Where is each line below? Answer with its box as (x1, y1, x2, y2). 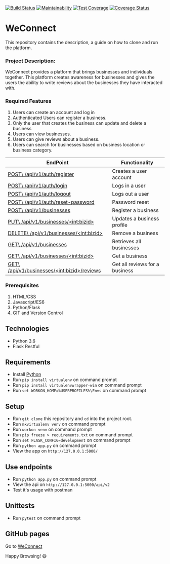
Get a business (112, 252, 148, 259)
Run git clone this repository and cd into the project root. (12, 416, 133, 422)
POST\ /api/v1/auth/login (8, 182, 67, 189)
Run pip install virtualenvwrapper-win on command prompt (12, 382, 142, 388)
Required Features (5, 98, 52, 105)
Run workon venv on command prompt (12, 426, 92, 433)
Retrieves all (112, 238, 141, 245)
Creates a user (112, 167, 147, 174)
